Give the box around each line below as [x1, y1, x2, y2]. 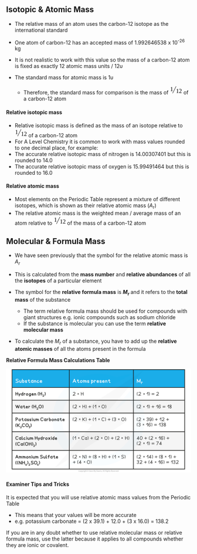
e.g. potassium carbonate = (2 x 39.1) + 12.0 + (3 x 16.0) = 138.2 [14, 518, 169, 525]
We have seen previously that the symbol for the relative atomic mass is [14, 252, 188, 259]
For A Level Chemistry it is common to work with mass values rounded [14, 138, 185, 145]
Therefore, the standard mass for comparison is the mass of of [23, 89, 189, 96]
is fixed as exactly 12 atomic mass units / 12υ [14, 63, 123, 70]
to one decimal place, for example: [14, 144, 98, 151]
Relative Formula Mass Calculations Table [6, 356, 110, 363]
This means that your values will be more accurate [14, 511, 137, 518]
